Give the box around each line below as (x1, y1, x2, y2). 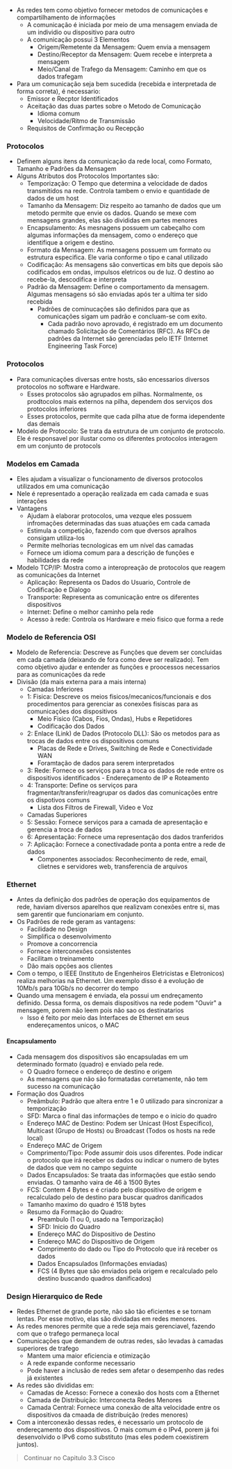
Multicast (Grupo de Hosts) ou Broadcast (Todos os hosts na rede (26, 1126, 216, 1135)
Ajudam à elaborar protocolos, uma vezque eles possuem (26, 511, 192, 520)
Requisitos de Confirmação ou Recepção (26, 124, 144, 132)
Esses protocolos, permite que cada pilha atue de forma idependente (26, 412, 225, 420)
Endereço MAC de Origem (26, 1141, 102, 1149)
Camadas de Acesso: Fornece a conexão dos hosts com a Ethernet (26, 1388, 219, 1397)
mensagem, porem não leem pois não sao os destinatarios (16, 1006, 185, 1014)
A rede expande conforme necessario (26, 1358, 136, 1367)
